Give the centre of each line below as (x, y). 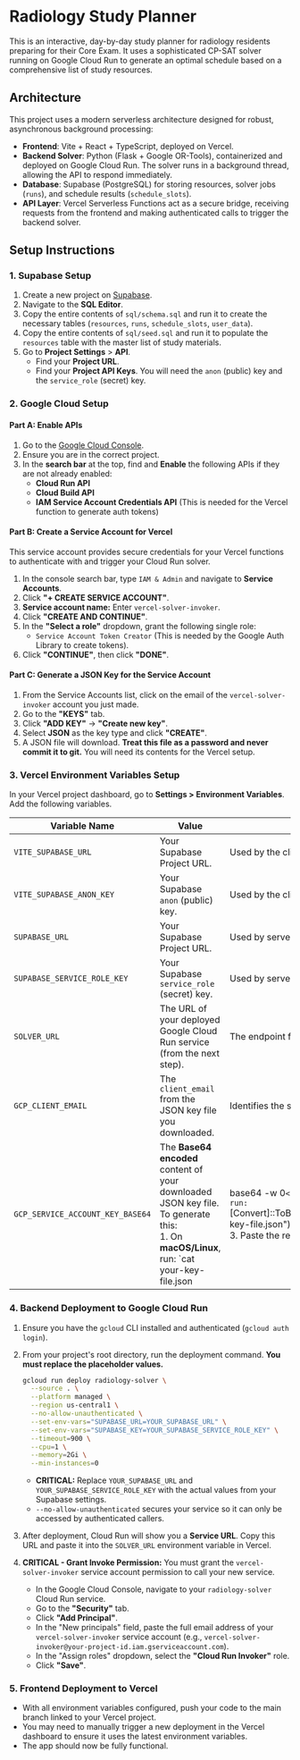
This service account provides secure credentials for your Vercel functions (146, 552)
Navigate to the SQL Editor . (72, 305)
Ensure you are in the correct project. (91, 454)
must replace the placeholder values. (92, 1364)
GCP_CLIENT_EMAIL (50, 1106)
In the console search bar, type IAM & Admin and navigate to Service (148, 578)
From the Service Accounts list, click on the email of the (125, 695)
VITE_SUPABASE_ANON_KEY (64, 895)
